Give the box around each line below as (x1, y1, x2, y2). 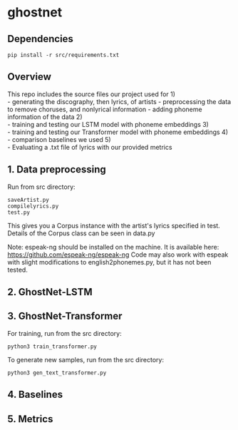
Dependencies (7, 33, 73, 45)
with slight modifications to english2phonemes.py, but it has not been (7, 257, 212, 266)
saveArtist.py (7, 196, 50, 203)
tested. (7, 265, 29, 274)
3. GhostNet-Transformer (7, 310, 123, 322)
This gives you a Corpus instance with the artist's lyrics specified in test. (7, 221, 221, 230)
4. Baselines (7, 389, 63, 401)
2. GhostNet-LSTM (7, 286, 93, 298)
